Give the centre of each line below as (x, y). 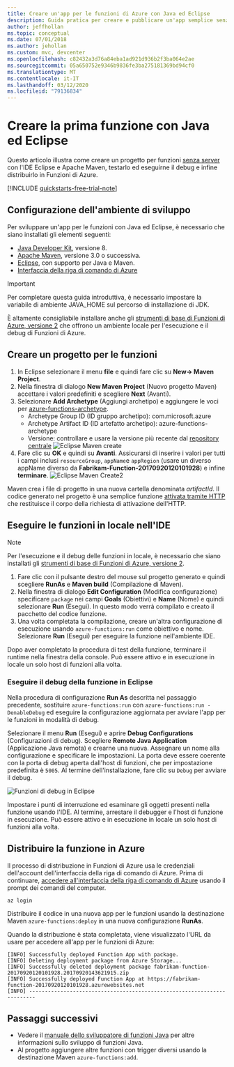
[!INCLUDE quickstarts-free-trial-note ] (62, 188)
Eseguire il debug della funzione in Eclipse (80, 682)
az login (20, 900)
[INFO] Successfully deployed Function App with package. (93, 954)
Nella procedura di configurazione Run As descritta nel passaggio (102, 697)
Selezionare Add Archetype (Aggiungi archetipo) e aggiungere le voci (118, 401)
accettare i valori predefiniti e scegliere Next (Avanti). (94, 394)
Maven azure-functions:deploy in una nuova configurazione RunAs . (105, 921)
